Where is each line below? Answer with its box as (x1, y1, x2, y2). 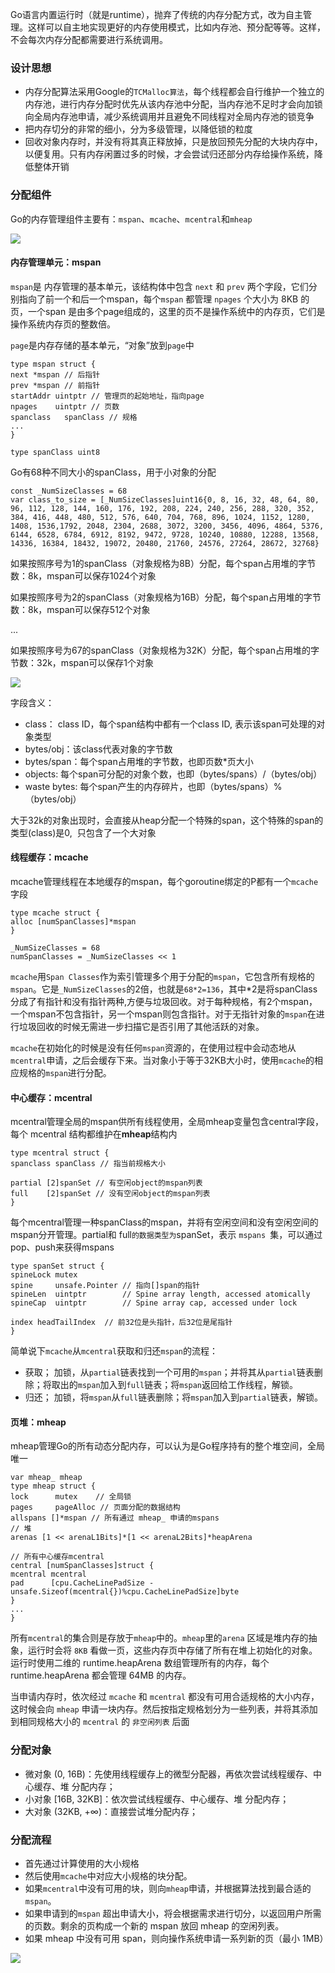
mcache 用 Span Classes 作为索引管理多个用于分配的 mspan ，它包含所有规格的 (10, 971, 315, 982)
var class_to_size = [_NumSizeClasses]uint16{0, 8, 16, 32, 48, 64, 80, (10, 494, 320, 505)
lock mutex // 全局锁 (10, 1492, 132, 1502)
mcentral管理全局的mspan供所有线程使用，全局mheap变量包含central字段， (10, 1116, 325, 1128)
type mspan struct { (10, 359, 97, 369)
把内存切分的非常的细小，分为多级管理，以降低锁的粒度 (24, 123, 253, 135)
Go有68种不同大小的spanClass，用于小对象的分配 (10, 466, 217, 478)
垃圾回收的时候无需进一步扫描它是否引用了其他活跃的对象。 (18, 1021, 265, 1032)
